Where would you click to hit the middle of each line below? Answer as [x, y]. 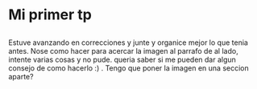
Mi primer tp [50, 15]
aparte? [21, 76]
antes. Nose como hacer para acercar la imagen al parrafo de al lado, [124, 51]
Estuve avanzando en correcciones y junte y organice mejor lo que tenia [128, 42]
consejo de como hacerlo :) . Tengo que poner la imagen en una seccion [128, 68]
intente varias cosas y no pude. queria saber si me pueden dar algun [122, 59]
